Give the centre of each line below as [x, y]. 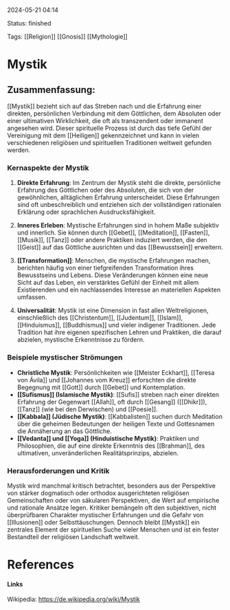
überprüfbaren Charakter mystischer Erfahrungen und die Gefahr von [105, 514]
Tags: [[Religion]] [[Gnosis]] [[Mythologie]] [68, 36]
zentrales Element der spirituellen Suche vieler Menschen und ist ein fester [113, 530]
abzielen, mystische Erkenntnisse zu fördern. [81, 340]
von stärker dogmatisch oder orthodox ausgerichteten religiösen [99, 493]
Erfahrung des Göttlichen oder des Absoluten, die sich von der [105, 190]
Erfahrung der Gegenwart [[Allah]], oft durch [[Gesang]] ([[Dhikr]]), [112, 402]
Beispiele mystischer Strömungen [65, 358]
